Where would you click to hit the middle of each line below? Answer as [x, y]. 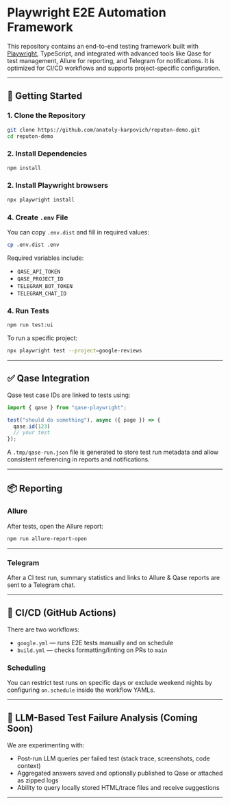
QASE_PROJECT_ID [40, 279]
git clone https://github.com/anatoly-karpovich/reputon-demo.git [104, 130]
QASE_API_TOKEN [39, 272]
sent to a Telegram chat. [41, 585]
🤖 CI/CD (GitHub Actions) [62, 613]
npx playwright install [41, 200]
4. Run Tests [28, 311]
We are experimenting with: [46, 745]
